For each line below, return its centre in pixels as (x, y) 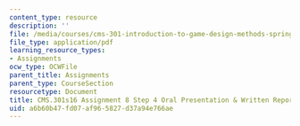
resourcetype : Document (54, 91)
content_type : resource (54, 17)
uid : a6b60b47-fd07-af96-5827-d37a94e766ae (92, 108)
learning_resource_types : (57, 51)
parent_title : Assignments (59, 75)
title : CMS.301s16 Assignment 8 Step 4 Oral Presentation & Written (139, 100)
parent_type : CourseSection (62, 83)
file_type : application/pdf (62, 42)
